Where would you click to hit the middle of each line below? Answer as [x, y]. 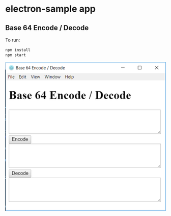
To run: [13, 40]
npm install [18, 50]
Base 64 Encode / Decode [47, 28]
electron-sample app [50, 9]
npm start [16, 55]
